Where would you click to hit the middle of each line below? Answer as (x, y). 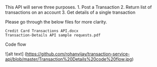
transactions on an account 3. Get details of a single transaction (70, 12)
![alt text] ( (16, 54)
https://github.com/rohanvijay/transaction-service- (78, 54)
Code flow (16, 44)
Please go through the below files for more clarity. (56, 22)
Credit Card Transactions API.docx (42, 31)
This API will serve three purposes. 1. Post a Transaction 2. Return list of (78, 7)
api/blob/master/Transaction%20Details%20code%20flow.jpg (69, 59)
